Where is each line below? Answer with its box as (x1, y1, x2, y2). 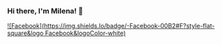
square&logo (7, 29, 44, 37)
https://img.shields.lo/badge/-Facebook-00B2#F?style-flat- (44, 22, 215, 30)
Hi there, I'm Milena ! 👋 (7, 6, 84, 16)
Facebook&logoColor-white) (45, 29, 127, 37)
